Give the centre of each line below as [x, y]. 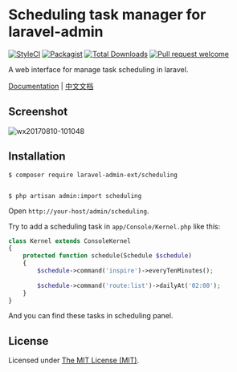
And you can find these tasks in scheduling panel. [91, 316]
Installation [37, 157]
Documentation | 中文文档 [51, 86]
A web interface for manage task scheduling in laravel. [98, 69]
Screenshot [38, 112]
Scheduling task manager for [107, 15]
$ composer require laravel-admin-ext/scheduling [93, 175]
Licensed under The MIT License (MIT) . [74, 360]
